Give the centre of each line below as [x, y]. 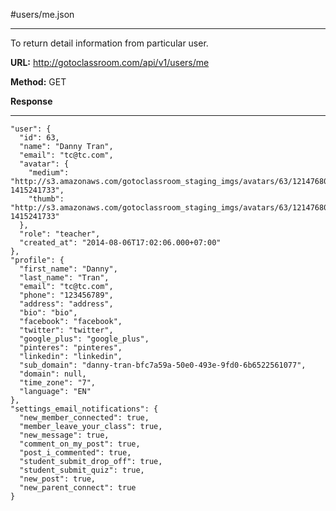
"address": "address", [66, 304]
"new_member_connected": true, [84, 418]
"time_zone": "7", [58, 383]
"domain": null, [53, 374]
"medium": [49, 173]
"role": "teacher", [60, 234]
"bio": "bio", [48, 313]
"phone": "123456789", [66, 295]
